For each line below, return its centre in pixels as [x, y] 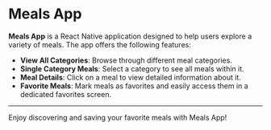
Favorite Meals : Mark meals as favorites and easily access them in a [134, 86]
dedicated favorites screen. [65, 94]
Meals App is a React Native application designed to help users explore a [130, 36]
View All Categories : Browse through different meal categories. [126, 60]
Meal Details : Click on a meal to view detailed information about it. [131, 77]
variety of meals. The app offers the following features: [100, 44]
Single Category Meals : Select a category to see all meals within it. [132, 68]
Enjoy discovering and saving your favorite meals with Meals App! [118, 117]
